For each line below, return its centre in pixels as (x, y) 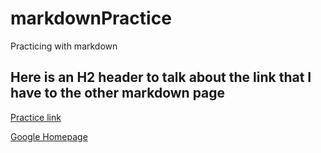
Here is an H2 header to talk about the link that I (161, 77)
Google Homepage (49, 136)
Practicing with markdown (64, 46)
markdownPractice (91, 18)
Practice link (36, 117)
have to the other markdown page (118, 93)
